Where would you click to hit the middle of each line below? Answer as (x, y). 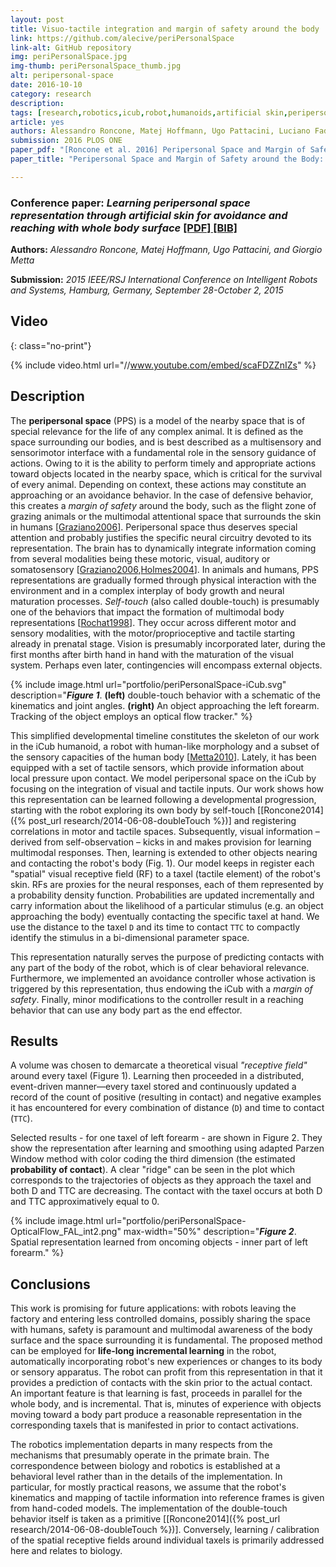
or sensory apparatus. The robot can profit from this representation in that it (166, 1372)
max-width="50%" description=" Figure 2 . (210, 1232)
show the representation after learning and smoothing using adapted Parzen (167, 1148)
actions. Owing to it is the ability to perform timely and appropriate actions (163, 463)
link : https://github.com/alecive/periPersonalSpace (122, 38)
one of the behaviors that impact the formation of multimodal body (147, 612)
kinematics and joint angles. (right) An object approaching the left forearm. (165, 705)
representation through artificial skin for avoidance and (149, 215)
